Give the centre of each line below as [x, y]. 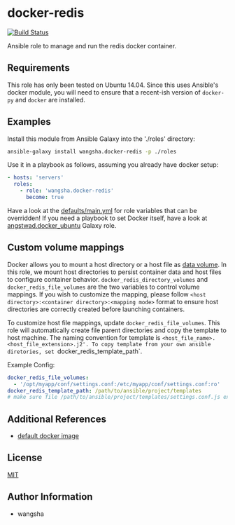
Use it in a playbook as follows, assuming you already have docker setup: [113, 165]
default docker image [48, 436]
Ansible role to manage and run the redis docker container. [92, 46]
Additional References [57, 419]
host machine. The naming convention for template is [84, 337]
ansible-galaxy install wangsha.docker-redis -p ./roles [92, 151]
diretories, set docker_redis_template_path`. [75, 351]
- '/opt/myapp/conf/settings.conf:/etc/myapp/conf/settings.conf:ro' [117, 384]
